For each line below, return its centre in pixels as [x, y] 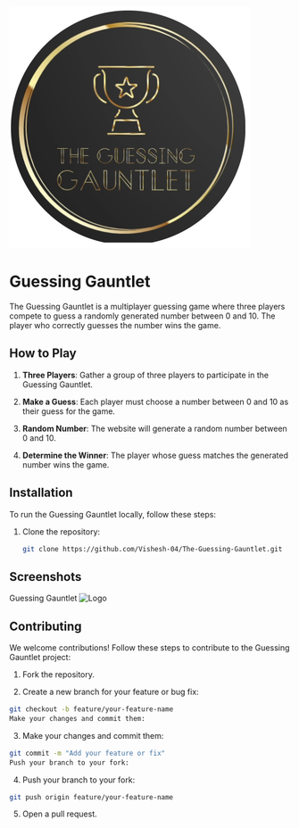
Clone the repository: [61, 531]
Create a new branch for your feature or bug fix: [110, 692]
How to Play [43, 354]
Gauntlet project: [40, 658]
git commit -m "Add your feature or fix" [87, 753]
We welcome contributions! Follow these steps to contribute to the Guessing [149, 648]
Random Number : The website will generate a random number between [154, 428]
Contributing [46, 626]
